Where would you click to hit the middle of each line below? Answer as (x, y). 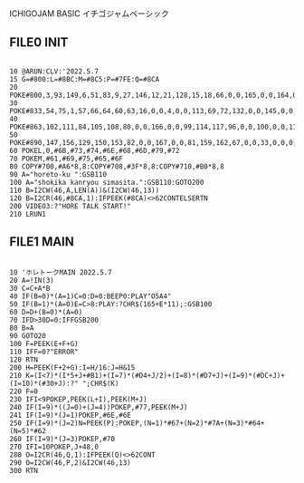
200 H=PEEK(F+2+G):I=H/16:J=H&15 (72, 367)
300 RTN (24, 470)
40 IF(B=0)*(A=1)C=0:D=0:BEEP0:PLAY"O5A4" (90, 296)
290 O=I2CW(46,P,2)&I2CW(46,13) (70, 463)
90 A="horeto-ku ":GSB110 (58, 174)
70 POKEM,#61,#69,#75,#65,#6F (66, 159)
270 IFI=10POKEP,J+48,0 (54, 447)
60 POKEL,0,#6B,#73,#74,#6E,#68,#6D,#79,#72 (95, 150)
